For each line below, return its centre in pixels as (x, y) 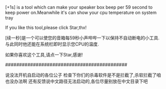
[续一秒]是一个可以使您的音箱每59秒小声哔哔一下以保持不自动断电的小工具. (82, 38)
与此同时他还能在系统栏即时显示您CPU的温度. (52, 44)
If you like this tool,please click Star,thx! (46, 27)
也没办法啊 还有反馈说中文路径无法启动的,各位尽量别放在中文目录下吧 (76, 81)
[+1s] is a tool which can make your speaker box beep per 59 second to (79, 7)
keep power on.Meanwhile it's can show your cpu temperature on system (81, 12)
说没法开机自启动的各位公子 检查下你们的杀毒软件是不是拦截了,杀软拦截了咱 (83, 75)
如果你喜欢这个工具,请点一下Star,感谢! (44, 55)
